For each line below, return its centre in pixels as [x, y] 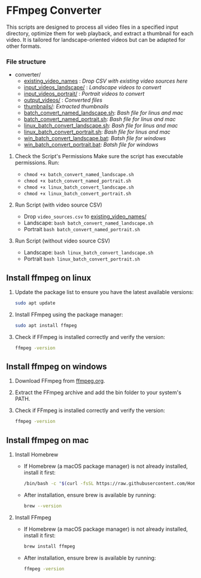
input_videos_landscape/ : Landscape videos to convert [92, 87]
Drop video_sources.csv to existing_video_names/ [85, 217]
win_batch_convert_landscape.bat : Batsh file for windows [95, 138]
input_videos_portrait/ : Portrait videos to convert [84, 94]
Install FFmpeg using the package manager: [69, 314]
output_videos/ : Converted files [63, 100]
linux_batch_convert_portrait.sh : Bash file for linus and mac [97, 132]
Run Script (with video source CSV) [59, 205]
